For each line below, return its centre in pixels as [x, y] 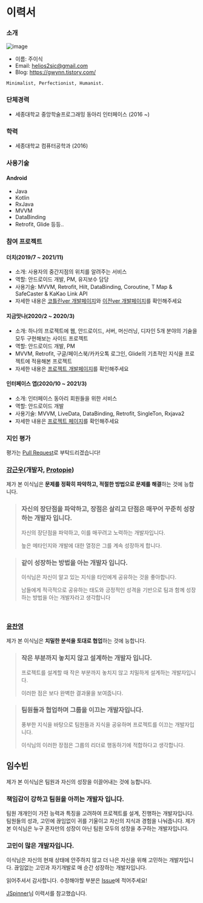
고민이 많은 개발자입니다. [40, 845]
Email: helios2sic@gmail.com [52, 66]
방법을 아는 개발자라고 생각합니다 [72, 597]
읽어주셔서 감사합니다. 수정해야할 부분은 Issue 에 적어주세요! [77, 881]
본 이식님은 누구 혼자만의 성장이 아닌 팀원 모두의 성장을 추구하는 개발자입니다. [98, 828]
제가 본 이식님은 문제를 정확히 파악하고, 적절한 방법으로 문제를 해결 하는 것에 [95, 484]
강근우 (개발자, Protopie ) [40, 470]
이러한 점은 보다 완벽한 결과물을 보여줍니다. [72, 693]
